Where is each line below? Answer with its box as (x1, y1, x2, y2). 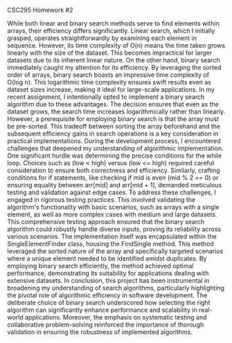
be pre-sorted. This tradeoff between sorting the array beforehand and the (7, 122, 220, 130)
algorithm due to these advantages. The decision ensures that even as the (7, 100, 220, 108)
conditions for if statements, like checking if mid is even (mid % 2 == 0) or (7, 174, 219, 182)
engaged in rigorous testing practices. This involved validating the (7, 196, 196, 203)
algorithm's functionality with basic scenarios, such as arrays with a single (7, 203, 220, 211)
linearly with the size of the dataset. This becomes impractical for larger (7, 48, 213, 57)
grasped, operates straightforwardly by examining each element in (7, 34, 197, 42)
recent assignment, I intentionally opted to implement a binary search (7, 93, 205, 101)
